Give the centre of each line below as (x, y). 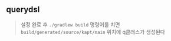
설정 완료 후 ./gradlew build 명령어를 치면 (70, 24)
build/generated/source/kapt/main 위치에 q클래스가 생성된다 (93, 32)
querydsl (23, 10)
